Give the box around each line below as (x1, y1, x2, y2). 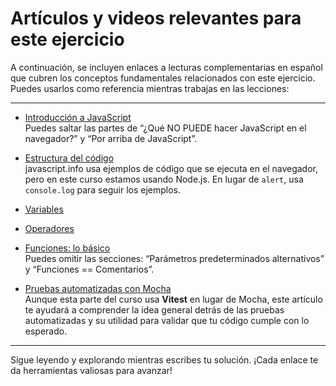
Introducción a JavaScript (24, 111, 132, 123)
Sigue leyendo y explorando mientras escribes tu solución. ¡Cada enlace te (10, 353, 319, 366)
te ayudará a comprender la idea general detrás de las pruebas (24, 303, 285, 316)
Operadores (24, 222, 75, 234)
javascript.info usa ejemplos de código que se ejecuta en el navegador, (24, 162, 318, 174)
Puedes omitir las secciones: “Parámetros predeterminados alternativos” (24, 252, 325, 264)
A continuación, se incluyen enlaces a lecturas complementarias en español (10, 61, 323, 73)
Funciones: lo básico (24, 242, 111, 254)
